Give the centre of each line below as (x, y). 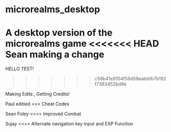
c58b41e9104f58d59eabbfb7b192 (130, 79)
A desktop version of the (59, 33)
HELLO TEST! (20, 69)
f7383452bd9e (111, 84)
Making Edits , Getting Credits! (37, 94)
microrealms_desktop (53, 9)
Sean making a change (55, 54)
